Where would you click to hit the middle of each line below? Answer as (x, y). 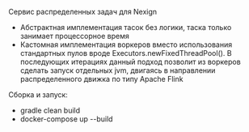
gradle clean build (50, 110)
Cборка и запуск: (38, 95)
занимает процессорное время (74, 36)
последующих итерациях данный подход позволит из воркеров (130, 62)
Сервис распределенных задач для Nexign (83, 12)
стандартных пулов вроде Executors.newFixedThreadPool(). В (126, 53)
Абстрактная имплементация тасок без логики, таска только (126, 27)
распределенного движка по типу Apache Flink (101, 79)
